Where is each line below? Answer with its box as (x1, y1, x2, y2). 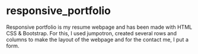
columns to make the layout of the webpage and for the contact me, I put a (6, 36, 189, 43)
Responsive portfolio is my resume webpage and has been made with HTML (6, 23, 193, 31)
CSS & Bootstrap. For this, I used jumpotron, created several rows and (6, 29, 177, 36)
